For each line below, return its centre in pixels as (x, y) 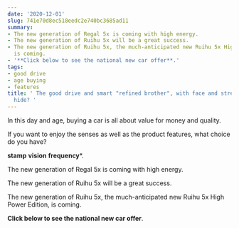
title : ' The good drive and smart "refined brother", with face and (113, 93)
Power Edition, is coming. (44, 204)
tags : (15, 67)
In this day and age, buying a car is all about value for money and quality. (115, 120)
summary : (20, 27)
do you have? (27, 142)
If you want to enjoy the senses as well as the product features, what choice (119, 134)
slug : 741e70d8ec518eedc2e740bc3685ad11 (68, 21)
